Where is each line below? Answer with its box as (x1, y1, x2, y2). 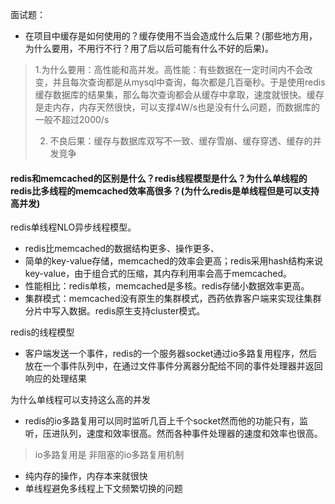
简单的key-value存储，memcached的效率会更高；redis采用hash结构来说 (24, 255, 324, 267)
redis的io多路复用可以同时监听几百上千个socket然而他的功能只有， (24, 415, 300, 427)
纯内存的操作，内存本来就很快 (24, 470, 148, 482)
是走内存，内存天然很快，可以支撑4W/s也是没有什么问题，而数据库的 (34, 101, 321, 113)
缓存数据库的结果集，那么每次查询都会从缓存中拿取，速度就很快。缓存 (34, 89, 325, 100)
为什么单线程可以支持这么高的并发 (10, 394, 151, 406)
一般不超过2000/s (34, 114, 110, 125)
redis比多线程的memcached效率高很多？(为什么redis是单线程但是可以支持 (10, 184, 320, 197)
